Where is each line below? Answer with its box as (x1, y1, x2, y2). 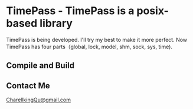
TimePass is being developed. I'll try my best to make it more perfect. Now (6, 36, 188, 43)
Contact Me (6, 81, 50, 91)
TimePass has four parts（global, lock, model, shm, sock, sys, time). (6, 43, 173, 50)
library (39, 16, 73, 30)
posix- (136, 4, 169, 18)
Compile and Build (6, 61, 75, 71)
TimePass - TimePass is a (6, 4, 135, 18)
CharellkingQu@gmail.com (6, 96, 71, 104)
